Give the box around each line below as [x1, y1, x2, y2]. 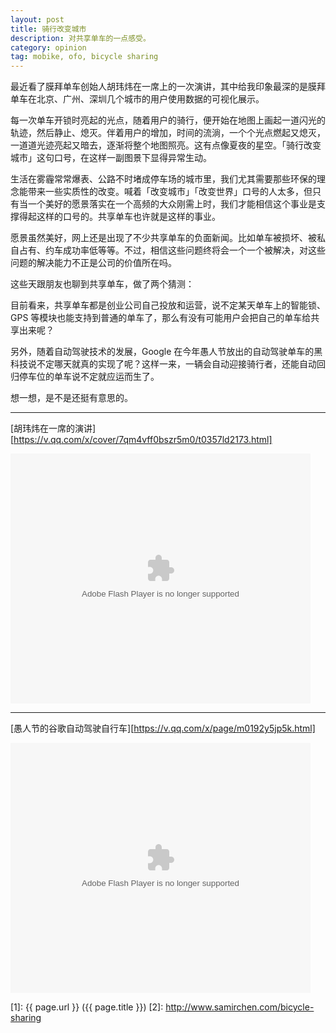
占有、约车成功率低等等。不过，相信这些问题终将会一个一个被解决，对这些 [18, 244, 326, 256]
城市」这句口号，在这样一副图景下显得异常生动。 [10, 152, 212, 164]
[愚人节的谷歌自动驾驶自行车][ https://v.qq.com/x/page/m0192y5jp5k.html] [10, 722, 316, 735]
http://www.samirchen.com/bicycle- [165, 1001, 315, 1013]
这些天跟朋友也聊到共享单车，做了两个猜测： [10, 278, 195, 290]
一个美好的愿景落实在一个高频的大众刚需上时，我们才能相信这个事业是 [27, 198, 317, 210]
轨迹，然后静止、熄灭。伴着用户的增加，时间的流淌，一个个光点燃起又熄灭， [10, 127, 326, 139]
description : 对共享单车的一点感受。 [10, 33, 151, 43]
